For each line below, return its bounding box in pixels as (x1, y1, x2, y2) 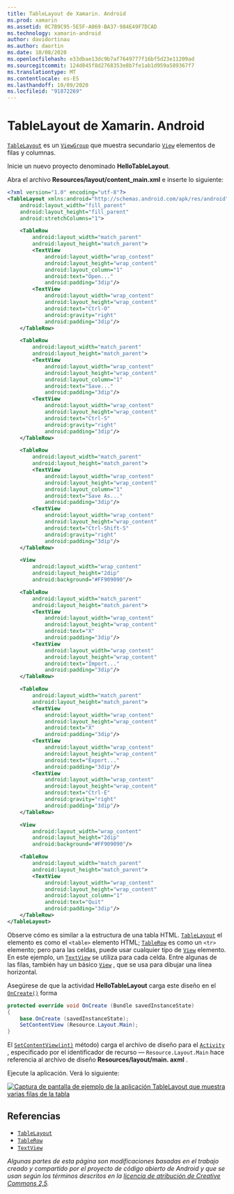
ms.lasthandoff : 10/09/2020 (7, 82, 89, 89)
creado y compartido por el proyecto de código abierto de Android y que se (7, 1165, 225, 1172)
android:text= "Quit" (44, 898, 104, 906)
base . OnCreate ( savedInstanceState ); (19, 1015, 130, 1022)
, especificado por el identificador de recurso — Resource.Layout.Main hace (7, 1048, 225, 1057)
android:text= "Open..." (44, 273, 114, 280)
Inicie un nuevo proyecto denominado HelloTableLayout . (7, 162, 171, 171)
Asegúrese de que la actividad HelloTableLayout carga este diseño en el (7, 981, 216, 990)
